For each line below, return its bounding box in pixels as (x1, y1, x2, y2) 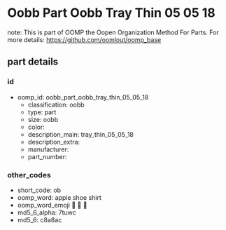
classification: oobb (27, 100, 85, 109)
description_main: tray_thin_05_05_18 (27, 130, 134, 138)
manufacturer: (27, 145, 69, 154)
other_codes (7, 170, 51, 180)
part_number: (27, 152, 67, 161)
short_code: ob (17, 186, 62, 194)
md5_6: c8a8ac (17, 215, 62, 224)
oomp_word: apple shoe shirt (17, 193, 101, 201)
